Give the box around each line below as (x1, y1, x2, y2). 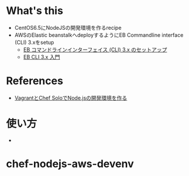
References (6, 74, 63, 88)
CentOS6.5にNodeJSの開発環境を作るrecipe (14, 24, 122, 31)
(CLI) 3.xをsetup (14, 39, 54, 46)
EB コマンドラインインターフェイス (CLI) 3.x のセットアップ (23, 46, 167, 53)
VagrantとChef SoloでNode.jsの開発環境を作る (14, 94, 128, 101)
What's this (6, 4, 63, 18)
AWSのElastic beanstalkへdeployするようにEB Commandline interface (14, 31, 184, 39)
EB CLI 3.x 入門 (23, 53, 60, 60)
